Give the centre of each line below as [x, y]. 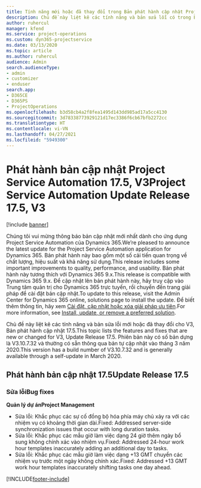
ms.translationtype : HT [36, 123]
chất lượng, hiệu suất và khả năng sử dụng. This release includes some [93, 261]
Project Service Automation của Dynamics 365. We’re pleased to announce [98, 242]
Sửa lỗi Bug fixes [31, 392]
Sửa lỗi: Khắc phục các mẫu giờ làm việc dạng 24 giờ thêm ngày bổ [98, 436]
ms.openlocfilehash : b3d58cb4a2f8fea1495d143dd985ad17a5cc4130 [87, 112]
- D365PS [17, 101]
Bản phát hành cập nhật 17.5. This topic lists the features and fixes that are [97, 330]
